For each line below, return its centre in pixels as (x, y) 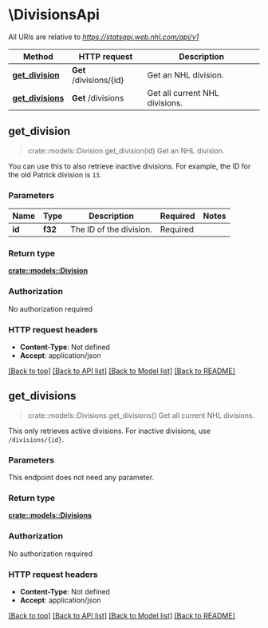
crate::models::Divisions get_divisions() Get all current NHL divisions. (141, 415)
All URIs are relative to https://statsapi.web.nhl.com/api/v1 (104, 37)
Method (38, 56)
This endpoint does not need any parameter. (81, 478)
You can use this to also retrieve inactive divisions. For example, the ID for (130, 166)
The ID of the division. (112, 229)
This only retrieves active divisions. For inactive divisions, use (110, 431)
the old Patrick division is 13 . (55, 174)
